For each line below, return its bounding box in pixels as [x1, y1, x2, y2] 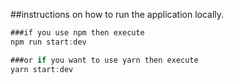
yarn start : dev [10, 64, 74, 74]
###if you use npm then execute [10, 28, 145, 38]
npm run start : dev [10, 37, 87, 47]
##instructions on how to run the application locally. [10, 9, 225, 20]
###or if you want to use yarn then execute [10, 55, 199, 65]
